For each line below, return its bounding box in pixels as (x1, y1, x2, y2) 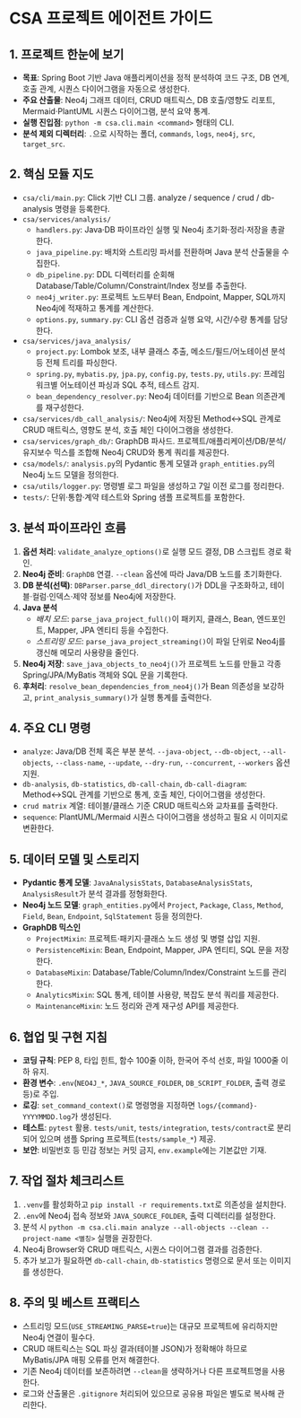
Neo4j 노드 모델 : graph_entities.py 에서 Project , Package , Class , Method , (21, 899, 284, 911)
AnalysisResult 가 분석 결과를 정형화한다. (21, 888, 168, 899)
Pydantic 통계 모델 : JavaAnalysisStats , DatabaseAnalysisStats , (21, 877, 254, 888)
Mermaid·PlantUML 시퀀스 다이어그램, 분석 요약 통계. (21, 106, 211, 117)
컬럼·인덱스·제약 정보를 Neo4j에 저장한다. (31, 591, 176, 601)
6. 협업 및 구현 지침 (9, 1029, 107, 1045)
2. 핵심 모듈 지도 (9, 167, 94, 182)
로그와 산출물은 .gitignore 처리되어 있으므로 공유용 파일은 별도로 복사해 (21, 1387, 276, 1398)
